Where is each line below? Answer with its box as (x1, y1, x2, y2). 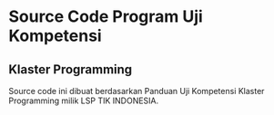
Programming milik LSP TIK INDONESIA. (8, 95, 159, 106)
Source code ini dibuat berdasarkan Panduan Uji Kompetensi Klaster (8, 86, 265, 96)
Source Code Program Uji (8, 6, 204, 27)
